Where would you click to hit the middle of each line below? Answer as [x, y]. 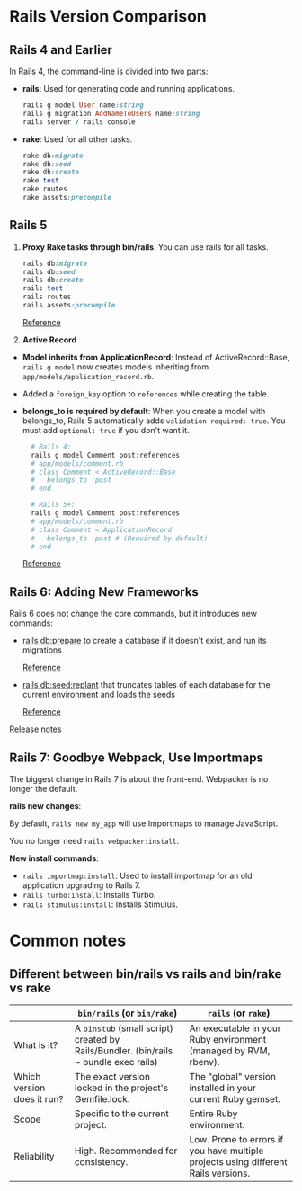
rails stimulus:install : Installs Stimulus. [100, 904]
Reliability [35, 1157]
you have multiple [226, 1151]
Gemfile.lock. [102, 1099]
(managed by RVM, [230, 1051]
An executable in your [235, 1028]
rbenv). [204, 1062]
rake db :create [51, 173]
